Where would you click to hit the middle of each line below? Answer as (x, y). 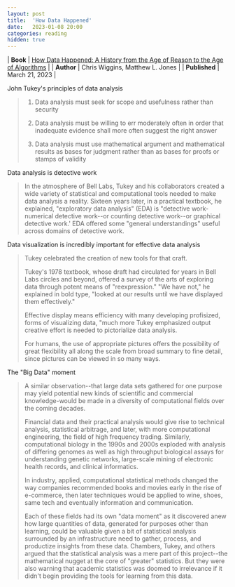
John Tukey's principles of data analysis (65, 88)
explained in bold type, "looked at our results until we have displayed (123, 294)
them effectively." (50, 302)
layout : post (26, 14)
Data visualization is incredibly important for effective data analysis (104, 245)
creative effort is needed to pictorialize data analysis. (101, 330)
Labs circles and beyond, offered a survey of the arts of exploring (119, 279)
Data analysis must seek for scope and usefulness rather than (124, 102)
